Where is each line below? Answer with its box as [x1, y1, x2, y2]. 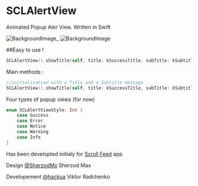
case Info [16, 134, 41, 140]
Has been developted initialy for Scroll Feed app [6, 150, 123, 157]
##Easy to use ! [6, 46, 44, 53]
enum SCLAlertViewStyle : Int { [6, 107, 83, 113]
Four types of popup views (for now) [6, 96, 95, 103]
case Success [16, 113, 49, 119]
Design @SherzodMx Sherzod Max [6, 161, 91, 168]
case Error [16, 118, 44, 124]
